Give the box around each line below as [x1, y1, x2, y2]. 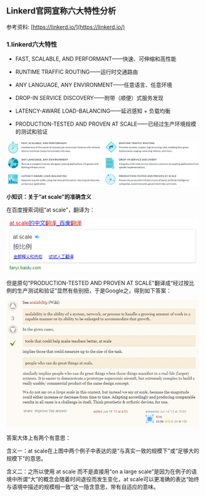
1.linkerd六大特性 [6, 40, 58, 48]
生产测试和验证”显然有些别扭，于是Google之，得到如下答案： [17, 287, 172, 294]
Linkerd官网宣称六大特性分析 [6, 6, 116, 17]
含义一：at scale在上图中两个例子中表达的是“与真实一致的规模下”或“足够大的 [6, 447, 199, 455]
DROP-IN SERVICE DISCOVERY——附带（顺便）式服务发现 [15, 94, 164, 102]
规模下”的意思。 [6, 455, 47, 462]
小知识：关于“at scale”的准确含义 [6, 193, 92, 200]
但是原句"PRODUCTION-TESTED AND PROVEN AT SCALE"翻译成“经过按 [6, 279, 190, 286]
